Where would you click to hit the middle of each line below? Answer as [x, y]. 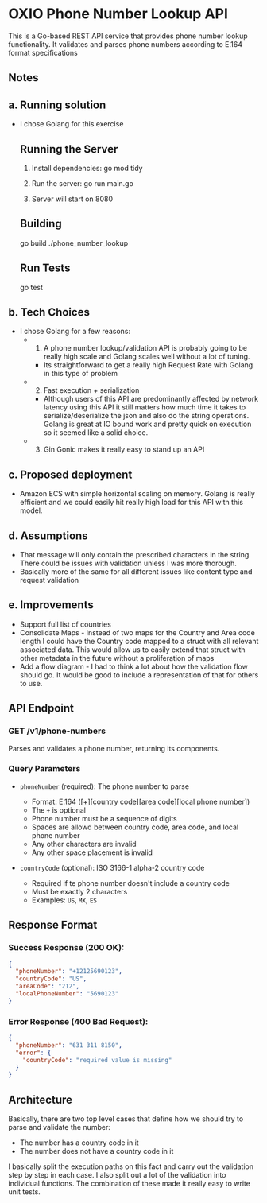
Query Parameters [44, 769]
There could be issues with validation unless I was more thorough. [128, 563]
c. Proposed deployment [70, 474]
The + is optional [58, 810]
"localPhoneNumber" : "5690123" [67, 994]
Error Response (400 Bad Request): [78, 1021]
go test [31, 287]
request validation [49, 580]
